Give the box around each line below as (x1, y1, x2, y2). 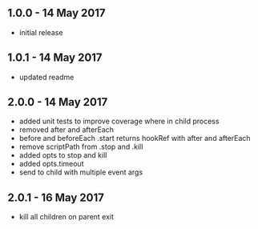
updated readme (18, 72, 75, 82)
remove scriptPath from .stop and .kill (18, 142, 143, 151)
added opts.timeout (18, 159, 84, 169)
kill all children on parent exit (18, 212, 114, 222)
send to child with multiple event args (18, 167, 143, 177)
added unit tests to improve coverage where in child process (18, 116, 220, 127)
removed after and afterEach (18, 125, 114, 135)
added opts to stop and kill (18, 151, 107, 160)
